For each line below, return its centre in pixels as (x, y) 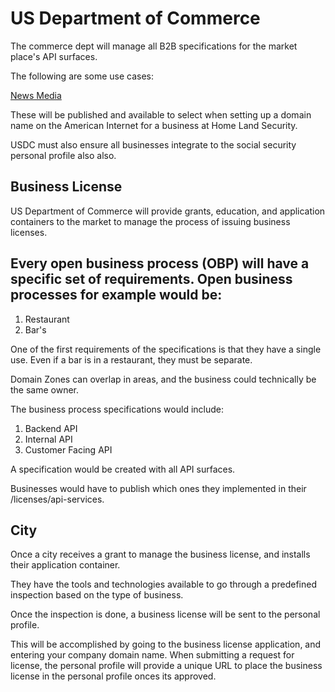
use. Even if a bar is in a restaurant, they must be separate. (131, 359)
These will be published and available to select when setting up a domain (161, 114)
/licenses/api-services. (57, 499)
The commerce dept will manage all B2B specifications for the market (154, 46)
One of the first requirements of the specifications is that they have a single (166, 349)
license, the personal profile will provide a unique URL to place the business (166, 666)
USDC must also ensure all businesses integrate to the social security (153, 144)
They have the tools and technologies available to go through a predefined (163, 584)
